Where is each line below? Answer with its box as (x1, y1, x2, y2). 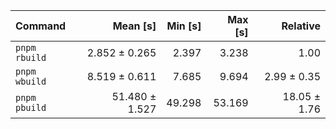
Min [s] (166, 19, 202, 33)
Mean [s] (112, 19, 157, 33)
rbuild (15, 52, 47, 63)
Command (15, 19, 67, 33)
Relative (281, 19, 321, 33)
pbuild (15, 102, 47, 113)
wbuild (15, 76, 47, 87)
